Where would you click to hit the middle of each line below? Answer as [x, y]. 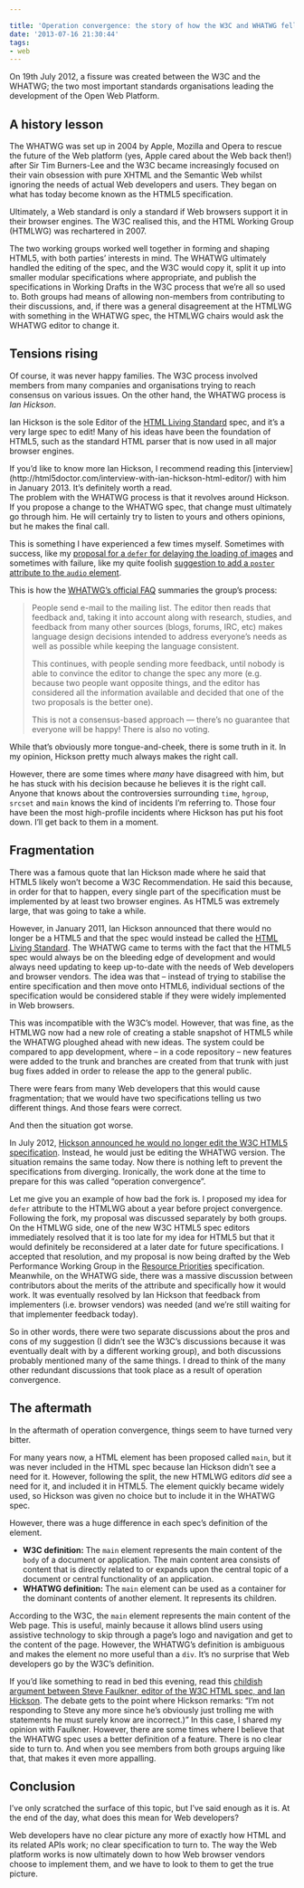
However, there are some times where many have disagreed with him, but [147, 774]
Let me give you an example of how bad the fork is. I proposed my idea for [148, 1198]
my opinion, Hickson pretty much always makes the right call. [124, 756]
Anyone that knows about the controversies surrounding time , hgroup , [139, 793]
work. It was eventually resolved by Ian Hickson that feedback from [135, 1294]
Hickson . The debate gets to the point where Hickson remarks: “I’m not [142, 1700]
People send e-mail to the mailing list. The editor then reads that [151, 607]
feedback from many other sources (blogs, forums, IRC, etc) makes [157, 626]
